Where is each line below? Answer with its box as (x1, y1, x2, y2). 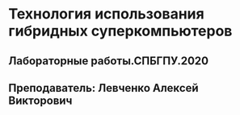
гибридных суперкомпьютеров (8, 22, 233, 40)
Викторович (8, 93, 73, 107)
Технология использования (8, 5, 204, 23)
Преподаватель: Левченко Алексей (8, 81, 200, 95)
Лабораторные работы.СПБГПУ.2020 (8, 54, 208, 68)
